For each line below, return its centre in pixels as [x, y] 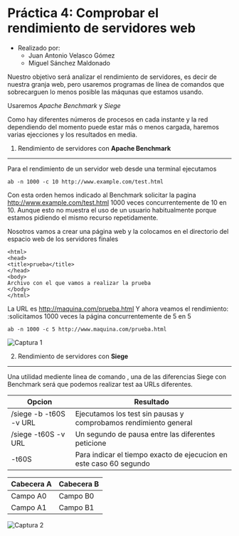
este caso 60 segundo [113, 463]
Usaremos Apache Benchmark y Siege [64, 105]
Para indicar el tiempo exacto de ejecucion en [151, 454]
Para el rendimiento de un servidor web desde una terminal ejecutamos [112, 168]
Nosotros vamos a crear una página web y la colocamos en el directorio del [118, 231]
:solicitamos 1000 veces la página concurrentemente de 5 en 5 [99, 316]
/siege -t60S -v [38, 434]
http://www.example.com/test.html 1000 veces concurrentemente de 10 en [117, 202]
